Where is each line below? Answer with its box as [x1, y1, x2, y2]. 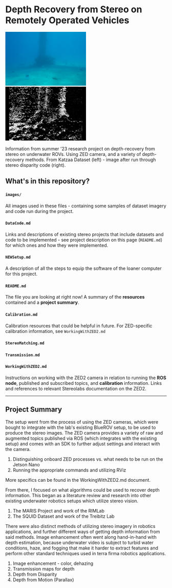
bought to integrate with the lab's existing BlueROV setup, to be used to [5, 424, 156, 430]
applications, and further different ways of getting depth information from [5, 528, 160, 535]
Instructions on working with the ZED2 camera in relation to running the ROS [5, 375, 166, 381]
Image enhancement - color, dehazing [12, 560, 94, 566]
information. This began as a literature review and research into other [5, 492, 152, 498]
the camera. [5, 446, 31, 452]
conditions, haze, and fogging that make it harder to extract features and [5, 545, 159, 551]
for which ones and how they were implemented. [5, 242, 109, 248]
